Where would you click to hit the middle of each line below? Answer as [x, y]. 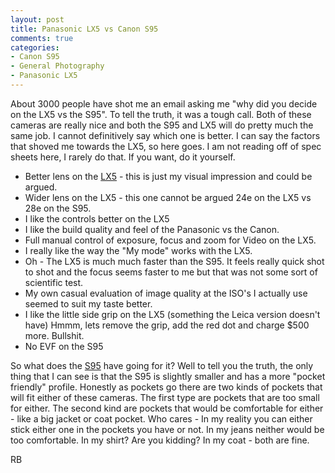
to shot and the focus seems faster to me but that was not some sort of [171, 272]
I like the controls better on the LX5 [97, 218]
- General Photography [57, 66]
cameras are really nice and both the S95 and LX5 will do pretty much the [162, 125]
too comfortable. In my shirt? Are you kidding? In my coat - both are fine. [160, 440]
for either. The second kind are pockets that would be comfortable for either [167, 408]
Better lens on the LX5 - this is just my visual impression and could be [168, 176]
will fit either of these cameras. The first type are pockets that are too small [165, 397]
